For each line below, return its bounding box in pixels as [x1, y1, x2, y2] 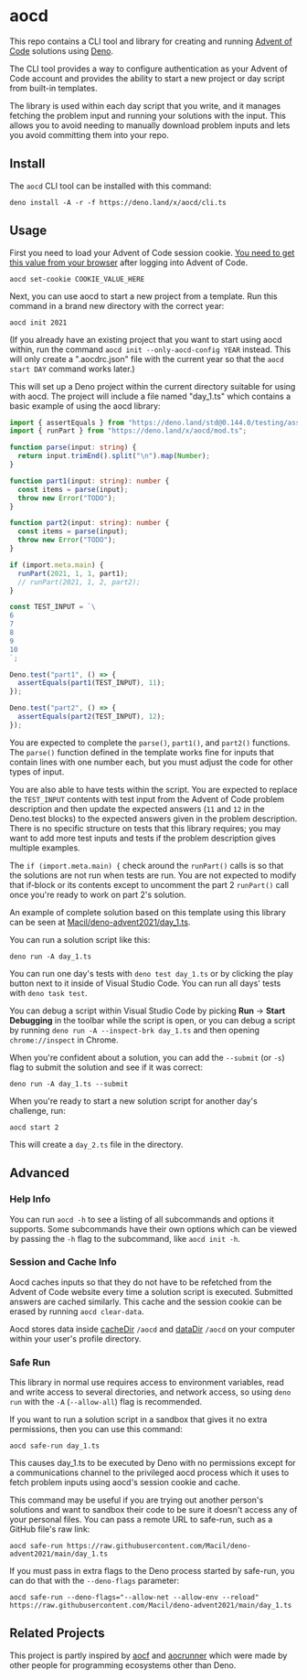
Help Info [9, 1193, 51, 1205]
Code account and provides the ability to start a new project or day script [9, 72, 285, 83]
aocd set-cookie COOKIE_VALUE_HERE [9, 274, 145, 284]
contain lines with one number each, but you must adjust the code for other [9, 756, 294, 767]
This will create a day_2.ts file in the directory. [9, 1139, 184, 1150]
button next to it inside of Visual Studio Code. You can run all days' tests [9, 978, 281, 989]
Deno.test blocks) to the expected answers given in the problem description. [9, 813, 298, 824]
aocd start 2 [9, 1122, 59, 1132]
